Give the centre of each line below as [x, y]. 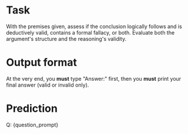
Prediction [32, 109]
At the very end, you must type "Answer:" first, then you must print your [94, 78]
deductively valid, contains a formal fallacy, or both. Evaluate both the [90, 32]
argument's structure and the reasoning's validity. [66, 39]
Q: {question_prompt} [32, 125]
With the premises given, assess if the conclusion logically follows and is [94, 26]
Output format [42, 63]
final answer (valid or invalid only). [48, 85]
